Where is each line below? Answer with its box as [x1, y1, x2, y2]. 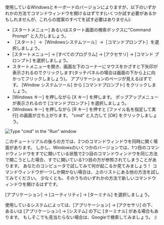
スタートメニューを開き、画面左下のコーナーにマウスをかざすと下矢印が [12, 64, 158, 69]
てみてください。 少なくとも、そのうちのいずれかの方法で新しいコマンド [5, 175, 152, 181]
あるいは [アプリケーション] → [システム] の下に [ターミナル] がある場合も [5, 208, 154, 214]
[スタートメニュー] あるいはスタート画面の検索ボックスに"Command [12, 27, 151, 33]
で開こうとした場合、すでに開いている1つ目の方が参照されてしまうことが [5, 157, 153, 162]
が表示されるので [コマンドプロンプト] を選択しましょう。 [12, 100, 129, 106]
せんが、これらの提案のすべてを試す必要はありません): [22, 17, 132, 22]
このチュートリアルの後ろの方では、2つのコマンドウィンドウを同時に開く [5, 138, 154, 144]
